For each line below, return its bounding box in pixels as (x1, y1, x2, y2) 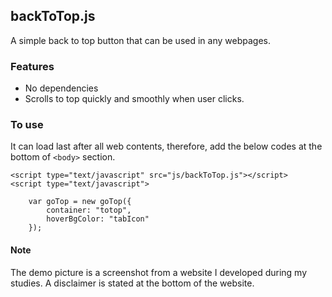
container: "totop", (46, 205, 132, 216)
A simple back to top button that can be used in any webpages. (10, 34, 271, 46)
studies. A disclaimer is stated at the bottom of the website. (10, 277, 255, 289)
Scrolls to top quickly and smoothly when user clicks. (24, 93, 245, 105)
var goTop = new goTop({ (28, 197, 132, 207)
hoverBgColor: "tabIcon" (46, 214, 150, 224)
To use (10, 118, 44, 132)
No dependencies (24, 82, 99, 94)
